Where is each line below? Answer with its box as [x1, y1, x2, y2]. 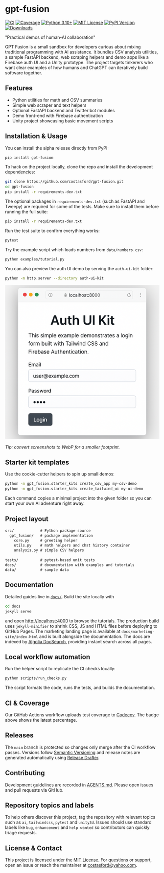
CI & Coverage [5, 699, 50, 707]
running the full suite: [5, 209, 48, 215]
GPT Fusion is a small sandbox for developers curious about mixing [5, 44, 141, 49]
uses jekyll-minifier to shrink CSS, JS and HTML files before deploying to [5, 623, 158, 629]
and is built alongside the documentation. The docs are [39, 633, 150, 639]
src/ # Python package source [5, 528, 91, 533]
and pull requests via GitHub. [5, 787, 64, 793]
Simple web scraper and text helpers [12, 102, 87, 108]
